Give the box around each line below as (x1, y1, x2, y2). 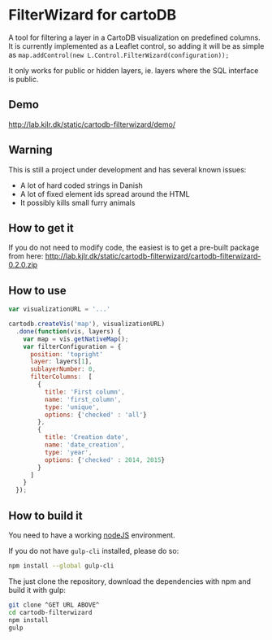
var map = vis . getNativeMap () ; (23, 335, 129, 343)
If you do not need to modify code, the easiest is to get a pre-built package (8, 242, 260, 253)
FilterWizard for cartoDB (8, 6, 177, 24)
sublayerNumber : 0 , (29, 365, 96, 373)
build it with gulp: (8, 585, 67, 594)
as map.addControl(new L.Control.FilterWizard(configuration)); (8, 50, 230, 59)
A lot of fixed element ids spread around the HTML (19, 189, 190, 198)
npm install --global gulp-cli (8, 562, 114, 570)
